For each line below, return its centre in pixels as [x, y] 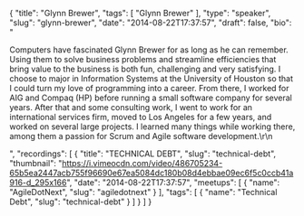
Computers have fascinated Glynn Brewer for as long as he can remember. [149, 50]
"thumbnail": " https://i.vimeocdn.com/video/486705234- [116, 163]
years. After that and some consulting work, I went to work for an [131, 107]
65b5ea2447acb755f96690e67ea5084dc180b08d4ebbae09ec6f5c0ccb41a [152, 173]
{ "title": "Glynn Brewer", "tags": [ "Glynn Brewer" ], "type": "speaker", [140, 13]
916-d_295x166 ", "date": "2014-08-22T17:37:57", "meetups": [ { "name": [145, 183]
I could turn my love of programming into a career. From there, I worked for [149, 88]
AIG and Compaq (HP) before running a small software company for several [151, 98]
